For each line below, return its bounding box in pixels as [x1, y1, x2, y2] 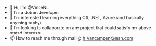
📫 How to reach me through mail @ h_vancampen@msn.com [9, 35, 133, 41]
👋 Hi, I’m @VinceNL [9, 5, 49, 10]
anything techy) [9, 20, 41, 25]
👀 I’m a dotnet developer [9, 10, 59, 15]
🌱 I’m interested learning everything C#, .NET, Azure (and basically [9, 15, 144, 20]
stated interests [9, 30, 41, 35]
